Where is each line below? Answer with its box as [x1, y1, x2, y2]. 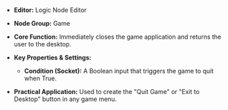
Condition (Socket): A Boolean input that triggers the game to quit [24, 67, 214, 75]
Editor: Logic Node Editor [13, 6, 87, 14]
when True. [24, 74, 57, 82]
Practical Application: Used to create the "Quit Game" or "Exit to [13, 88, 200, 95]
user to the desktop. [13, 40, 71, 48]
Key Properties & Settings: [13, 53, 91, 62]
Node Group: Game [13, 19, 71, 27]
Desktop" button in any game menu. [13, 95, 117, 103]
